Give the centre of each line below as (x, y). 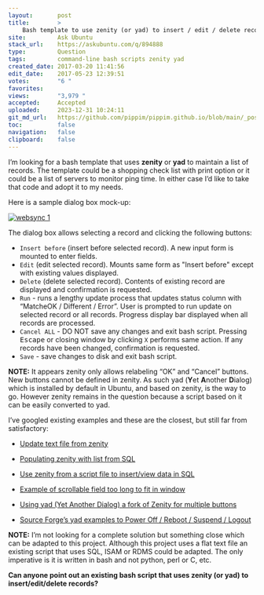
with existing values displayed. (69, 272)
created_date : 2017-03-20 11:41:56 (66, 67)
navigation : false (42, 132)
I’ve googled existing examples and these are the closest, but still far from (128, 420)
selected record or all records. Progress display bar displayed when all (134, 314)
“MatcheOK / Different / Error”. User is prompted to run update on (125, 306)
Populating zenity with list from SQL (77, 458)
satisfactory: (28, 428)
